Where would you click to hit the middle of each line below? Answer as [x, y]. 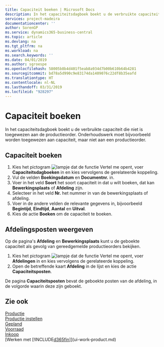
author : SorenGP [21, 28]
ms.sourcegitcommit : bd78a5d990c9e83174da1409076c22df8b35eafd [71, 74]
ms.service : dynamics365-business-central [49, 32]
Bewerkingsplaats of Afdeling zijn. [48, 188]
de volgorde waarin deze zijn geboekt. [43, 286]
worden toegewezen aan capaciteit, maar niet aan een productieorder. [76, 140]
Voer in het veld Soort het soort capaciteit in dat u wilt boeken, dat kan [83, 183]
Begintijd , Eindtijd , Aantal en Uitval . [49, 209]
